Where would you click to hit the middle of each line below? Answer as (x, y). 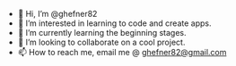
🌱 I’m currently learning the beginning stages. (102, 33)
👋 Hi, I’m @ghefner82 (57, 14)
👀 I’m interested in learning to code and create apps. (114, 23)
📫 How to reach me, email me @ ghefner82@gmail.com (122, 52)
